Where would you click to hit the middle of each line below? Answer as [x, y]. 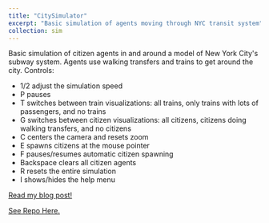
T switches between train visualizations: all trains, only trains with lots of [139, 103]
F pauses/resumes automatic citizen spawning [96, 154]
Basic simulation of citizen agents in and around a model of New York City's [133, 54]
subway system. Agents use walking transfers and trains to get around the [131, 62]
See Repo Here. [34, 211]
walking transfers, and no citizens [76, 128]
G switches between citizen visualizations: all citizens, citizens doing [133, 120]
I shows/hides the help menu [68, 180]
